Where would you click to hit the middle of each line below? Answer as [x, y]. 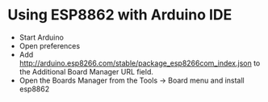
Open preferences [50, 45]
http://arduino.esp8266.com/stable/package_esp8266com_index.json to [140, 63]
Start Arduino [41, 37]
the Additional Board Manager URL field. [86, 71]
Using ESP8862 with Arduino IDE [120, 15]
